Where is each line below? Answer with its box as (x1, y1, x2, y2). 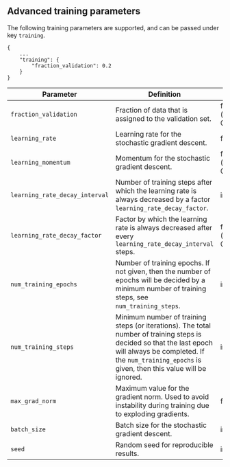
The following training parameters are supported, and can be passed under (7, 23, 219, 32)
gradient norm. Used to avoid (115, 391, 209, 401)
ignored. (115, 372, 142, 382)
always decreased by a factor (115, 194, 211, 204)
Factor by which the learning (115, 214, 207, 224)
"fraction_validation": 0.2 (31, 62, 112, 69)
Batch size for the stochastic (115, 420, 207, 430)
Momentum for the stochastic (115, 153, 211, 163)
